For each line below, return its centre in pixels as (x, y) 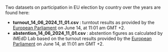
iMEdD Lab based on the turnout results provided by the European (82, 38)
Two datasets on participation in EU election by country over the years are (83, 7)
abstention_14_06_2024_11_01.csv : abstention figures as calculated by (88, 33)
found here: (17, 13)
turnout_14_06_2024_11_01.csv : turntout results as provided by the (83, 22)
